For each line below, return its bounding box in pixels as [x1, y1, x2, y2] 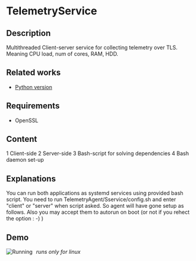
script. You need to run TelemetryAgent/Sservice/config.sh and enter [6, 196, 176, 203]
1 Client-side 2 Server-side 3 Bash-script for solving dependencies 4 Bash [6, 150, 189, 157]
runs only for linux [36, 248, 81, 256]
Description [6, 28, 51, 38]
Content [6, 134, 38, 144]
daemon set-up [6, 156, 44, 163]
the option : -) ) [6, 215, 44, 222]
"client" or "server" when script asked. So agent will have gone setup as [6, 202, 184, 210]
